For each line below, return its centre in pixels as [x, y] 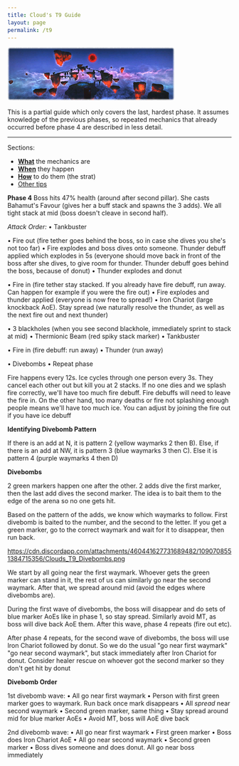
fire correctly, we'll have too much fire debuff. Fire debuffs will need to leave [119, 393]
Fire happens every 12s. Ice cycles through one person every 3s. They [110, 378]
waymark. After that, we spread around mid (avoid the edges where [106, 588]
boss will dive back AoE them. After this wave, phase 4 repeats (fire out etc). [119, 624]
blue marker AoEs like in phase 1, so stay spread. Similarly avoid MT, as [112, 617]
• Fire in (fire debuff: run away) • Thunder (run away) [85, 350]
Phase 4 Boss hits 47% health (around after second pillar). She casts [108, 198]
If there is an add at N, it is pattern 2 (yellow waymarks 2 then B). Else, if [113, 443]
